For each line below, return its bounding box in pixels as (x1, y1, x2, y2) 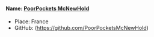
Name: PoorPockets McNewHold (5, 5, 90, 12)
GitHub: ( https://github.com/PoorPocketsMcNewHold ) (14, 24, 149, 32)
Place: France (14, 18, 49, 25)
